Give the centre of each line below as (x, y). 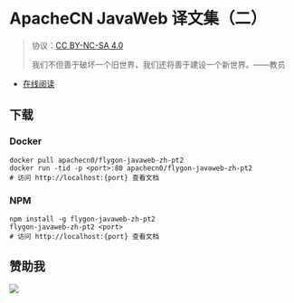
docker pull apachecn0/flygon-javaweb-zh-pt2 (96, 160)
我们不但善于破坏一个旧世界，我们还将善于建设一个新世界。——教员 (158, 64)
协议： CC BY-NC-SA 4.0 (77, 45)
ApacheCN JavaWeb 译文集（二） (138, 19)
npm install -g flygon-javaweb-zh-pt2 (82, 219)
